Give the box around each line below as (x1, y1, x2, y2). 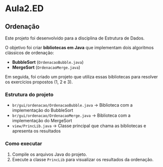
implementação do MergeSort (12, 118, 72, 124)
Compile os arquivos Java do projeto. (12, 151, 87, 157)
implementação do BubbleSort (12, 108, 73, 113)
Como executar (5, 140, 42, 147)
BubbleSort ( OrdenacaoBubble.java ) (12, 59, 84, 65)
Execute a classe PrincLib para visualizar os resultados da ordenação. (12, 156, 154, 162)
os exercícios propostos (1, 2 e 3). (5, 79, 73, 85)
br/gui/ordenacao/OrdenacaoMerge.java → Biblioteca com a (12, 112, 131, 118)
